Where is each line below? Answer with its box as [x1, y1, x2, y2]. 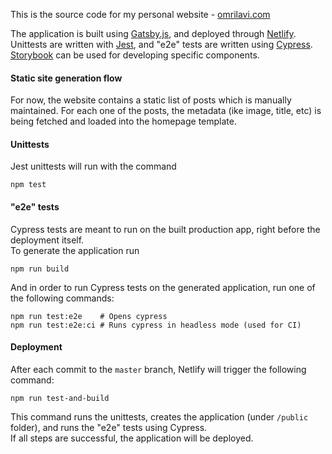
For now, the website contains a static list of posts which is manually [10, 94, 292, 106]
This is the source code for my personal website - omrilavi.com [10, 9, 271, 20]
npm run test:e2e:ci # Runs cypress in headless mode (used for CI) [10, 320, 302, 330]
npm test [10, 180, 47, 190]
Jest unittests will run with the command [10, 160, 177, 173]
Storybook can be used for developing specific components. [10, 49, 260, 61]
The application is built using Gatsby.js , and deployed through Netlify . [10, 28, 297, 39]
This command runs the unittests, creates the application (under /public [10, 410, 309, 423]
